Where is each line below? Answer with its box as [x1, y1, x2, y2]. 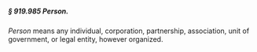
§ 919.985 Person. [8, 6, 69, 16]
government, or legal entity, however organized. [8, 34, 163, 43]
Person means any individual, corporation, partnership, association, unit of [8, 26, 250, 35]
